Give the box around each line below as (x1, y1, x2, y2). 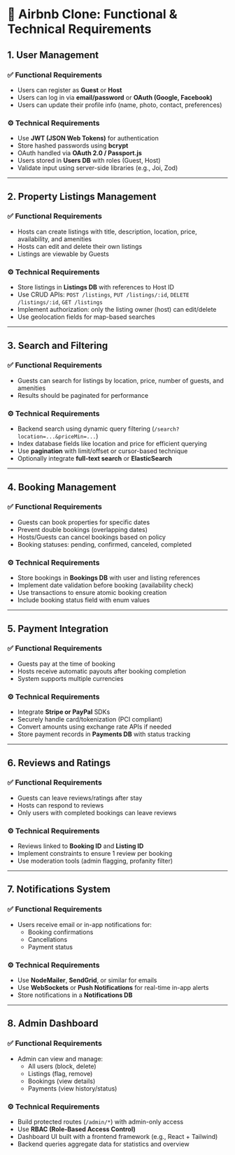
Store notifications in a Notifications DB (17, 991, 133, 999)
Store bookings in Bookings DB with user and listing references (17, 573, 201, 582)
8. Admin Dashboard (7, 1017, 99, 1030)
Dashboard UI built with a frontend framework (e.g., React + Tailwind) (17, 1133, 218, 1141)
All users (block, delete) (27, 1062, 97, 1070)
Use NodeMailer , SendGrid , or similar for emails (17, 976, 157, 984)
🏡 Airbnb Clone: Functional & (7, 6, 178, 22)
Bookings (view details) (27, 1077, 96, 1085)
